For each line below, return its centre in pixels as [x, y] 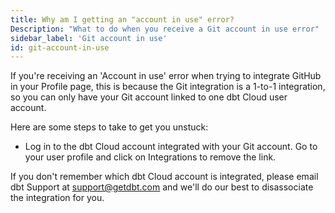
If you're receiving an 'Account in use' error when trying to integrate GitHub [166, 76]
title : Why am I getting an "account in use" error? [122, 19]
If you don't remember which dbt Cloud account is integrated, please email [164, 177]
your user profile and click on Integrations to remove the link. [150, 157]
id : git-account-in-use [60, 47]
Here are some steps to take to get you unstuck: [109, 127]
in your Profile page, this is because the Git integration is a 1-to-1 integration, [168, 87]
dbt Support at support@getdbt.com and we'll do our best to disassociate [162, 187]
